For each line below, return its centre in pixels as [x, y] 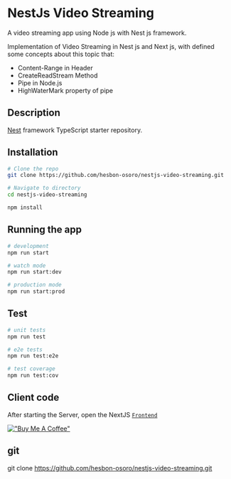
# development [28, 246]
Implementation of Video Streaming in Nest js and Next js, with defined [111, 46]
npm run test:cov [33, 376]
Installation [33, 152]
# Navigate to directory [44, 188]
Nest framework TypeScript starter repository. [75, 130]
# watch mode [27, 265]
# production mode [34, 285]
